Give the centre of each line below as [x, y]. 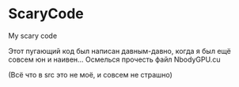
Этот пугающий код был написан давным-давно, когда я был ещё [119, 51]
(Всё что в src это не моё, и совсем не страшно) [90, 74]
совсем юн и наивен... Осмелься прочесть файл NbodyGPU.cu [114, 59]
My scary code [33, 36]
